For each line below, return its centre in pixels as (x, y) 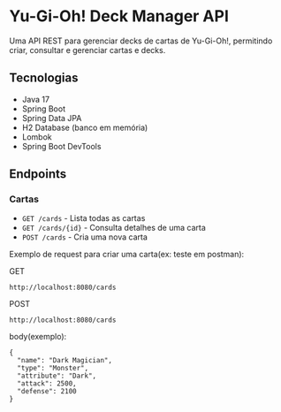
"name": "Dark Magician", (65, 361)
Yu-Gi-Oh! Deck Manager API (119, 16)
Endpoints (38, 174)
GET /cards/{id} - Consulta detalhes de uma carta (114, 228)
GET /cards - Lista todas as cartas (84, 218)
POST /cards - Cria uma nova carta (85, 237)
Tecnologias (44, 78)
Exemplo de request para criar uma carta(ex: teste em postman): (127, 255)
